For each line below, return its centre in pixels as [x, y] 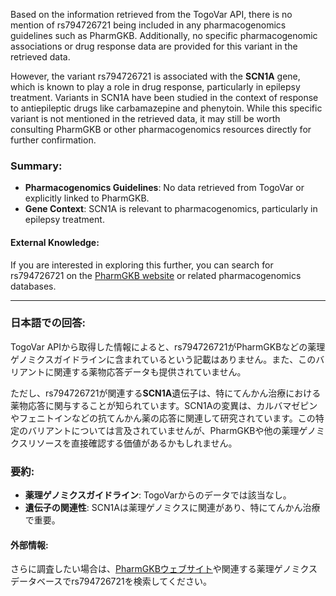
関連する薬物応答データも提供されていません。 [150, 371]
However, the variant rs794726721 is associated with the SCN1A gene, [155, 76]
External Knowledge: [55, 242]
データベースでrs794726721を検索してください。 [111, 581]
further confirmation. [53, 140]
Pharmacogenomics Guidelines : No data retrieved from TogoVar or [164, 188]
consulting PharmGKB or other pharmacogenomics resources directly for [161, 129]
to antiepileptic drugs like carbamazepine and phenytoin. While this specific [166, 108]
